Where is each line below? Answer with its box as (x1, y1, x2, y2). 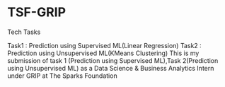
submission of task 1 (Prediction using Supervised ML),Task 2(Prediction (7, 56, 219, 64)
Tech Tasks (7, 28, 41, 36)
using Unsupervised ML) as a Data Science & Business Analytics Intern (7, 64, 214, 72)
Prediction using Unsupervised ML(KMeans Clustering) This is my (7, 49, 200, 57)
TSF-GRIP (7, 4, 66, 21)
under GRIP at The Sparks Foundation (7, 71, 118, 80)
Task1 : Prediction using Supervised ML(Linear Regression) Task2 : (7, 41, 202, 50)
